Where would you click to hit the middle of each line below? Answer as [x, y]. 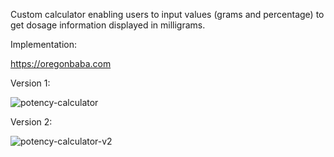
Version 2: [31, 122]
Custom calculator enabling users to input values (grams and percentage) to [167, 14]
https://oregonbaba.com [61, 63]
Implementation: [44, 44]
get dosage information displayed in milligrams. [108, 25]
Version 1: [30, 83]
